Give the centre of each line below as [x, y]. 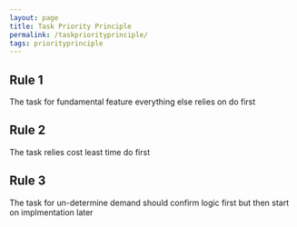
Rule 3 [28, 181]
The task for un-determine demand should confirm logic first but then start [149, 202]
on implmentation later [51, 212]
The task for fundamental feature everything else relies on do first [133, 102]
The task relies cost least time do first [80, 152]
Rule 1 [26, 79]
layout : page [34, 18]
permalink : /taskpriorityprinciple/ [79, 35]
